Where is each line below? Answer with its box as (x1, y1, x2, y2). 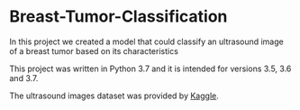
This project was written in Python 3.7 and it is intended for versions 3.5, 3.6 (9, 63, 292, 74)
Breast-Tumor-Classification (9, 6, 228, 27)
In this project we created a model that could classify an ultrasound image (9, 36, 284, 47)
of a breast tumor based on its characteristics (9, 45, 178, 56)
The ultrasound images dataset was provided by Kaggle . (9, 90, 219, 101)
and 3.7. (9, 72, 39, 83)
